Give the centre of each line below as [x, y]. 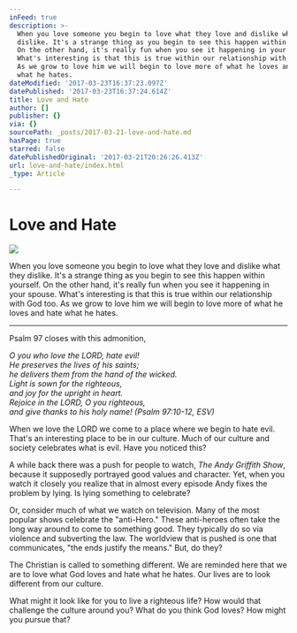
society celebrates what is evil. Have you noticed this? [108, 448]
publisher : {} [35, 116]
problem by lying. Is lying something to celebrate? [100, 493]
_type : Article [37, 173]
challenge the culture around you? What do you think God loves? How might [148, 610]
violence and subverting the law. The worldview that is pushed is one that [143, 538]
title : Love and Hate [49, 99]
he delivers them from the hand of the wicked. [93, 374]
